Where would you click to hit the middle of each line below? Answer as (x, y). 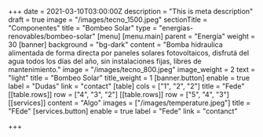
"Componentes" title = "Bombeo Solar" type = (83, 28)
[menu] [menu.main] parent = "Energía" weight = (176, 36)
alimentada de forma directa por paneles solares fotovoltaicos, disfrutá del (129, 53)
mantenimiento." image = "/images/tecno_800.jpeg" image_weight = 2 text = (132, 69)
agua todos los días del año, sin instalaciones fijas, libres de (105, 61)
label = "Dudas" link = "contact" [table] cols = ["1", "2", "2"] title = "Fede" (126, 86)
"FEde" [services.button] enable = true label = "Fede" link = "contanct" (123, 111)
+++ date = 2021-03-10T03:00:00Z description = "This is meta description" (131, 11)
